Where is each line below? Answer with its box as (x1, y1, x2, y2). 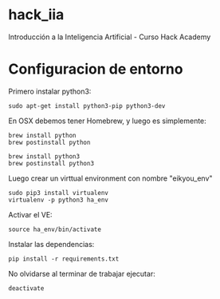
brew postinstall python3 (8, 159, 94, 167)
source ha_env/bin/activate (8, 225, 102, 233)
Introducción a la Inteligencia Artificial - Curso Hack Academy (8, 32, 211, 42)
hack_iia (8, 6, 65, 24)
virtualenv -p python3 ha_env (8, 196, 109, 204)
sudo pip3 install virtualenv (8, 189, 109, 197)
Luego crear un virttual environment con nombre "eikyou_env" (8, 173, 213, 183)
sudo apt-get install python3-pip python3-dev (8, 102, 166, 110)
